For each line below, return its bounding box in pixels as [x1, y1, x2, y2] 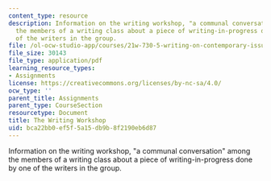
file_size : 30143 [8, 49, 67, 57]
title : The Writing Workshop [8, 117, 106, 125]
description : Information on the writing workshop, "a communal [8, 19, 229, 27]
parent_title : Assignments [8, 94, 99, 102]
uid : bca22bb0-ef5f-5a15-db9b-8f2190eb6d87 [8, 124, 157, 132]
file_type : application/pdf [8, 57, 103, 65]
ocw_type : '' [8, 86, 52, 95]
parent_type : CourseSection [8, 101, 103, 109]
